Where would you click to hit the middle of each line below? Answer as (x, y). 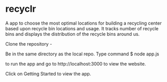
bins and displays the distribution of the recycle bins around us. (72, 34)
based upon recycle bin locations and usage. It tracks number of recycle (82, 28)
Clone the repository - (29, 44)
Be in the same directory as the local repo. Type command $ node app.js (82, 54)
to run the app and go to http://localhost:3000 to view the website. (76, 64)
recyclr (21, 9)
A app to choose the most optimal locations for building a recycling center (83, 23)
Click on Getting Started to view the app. (48, 74)
